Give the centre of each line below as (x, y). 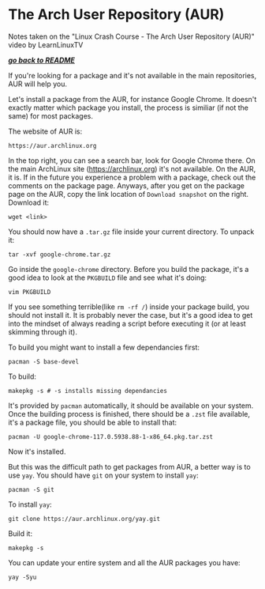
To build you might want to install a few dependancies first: (104, 347)
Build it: (21, 533)
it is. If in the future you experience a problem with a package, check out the (132, 177)
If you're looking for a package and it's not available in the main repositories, (132, 75)
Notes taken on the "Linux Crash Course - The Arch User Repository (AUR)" (131, 36)
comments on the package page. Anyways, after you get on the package (126, 185)
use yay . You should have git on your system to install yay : (103, 475)
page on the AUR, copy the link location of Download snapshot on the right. (129, 194)
